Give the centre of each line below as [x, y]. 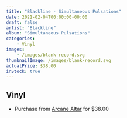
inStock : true [23, 71]
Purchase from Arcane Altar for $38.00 [62, 109]
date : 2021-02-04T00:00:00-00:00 [47, 17]
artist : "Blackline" [31, 28]
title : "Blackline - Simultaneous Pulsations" [64, 11]
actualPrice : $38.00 [31, 66]
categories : [20, 39]
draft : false [22, 22]
